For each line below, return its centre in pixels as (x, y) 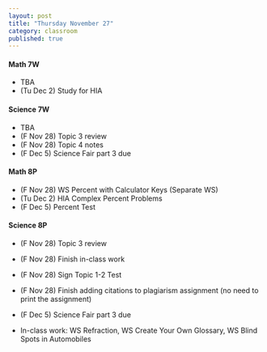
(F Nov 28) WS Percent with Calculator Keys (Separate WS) (119, 189)
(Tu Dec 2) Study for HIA (61, 91)
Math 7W (24, 64)
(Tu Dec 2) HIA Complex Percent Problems (91, 198)
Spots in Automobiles (55, 339)
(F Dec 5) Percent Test (57, 206)
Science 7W (29, 109)
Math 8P (23, 172)
